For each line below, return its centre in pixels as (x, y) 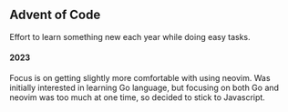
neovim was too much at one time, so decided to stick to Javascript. (138, 97)
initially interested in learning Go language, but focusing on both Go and (144, 88)
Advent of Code (55, 15)
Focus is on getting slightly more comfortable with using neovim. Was (140, 78)
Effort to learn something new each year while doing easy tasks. (130, 36)
